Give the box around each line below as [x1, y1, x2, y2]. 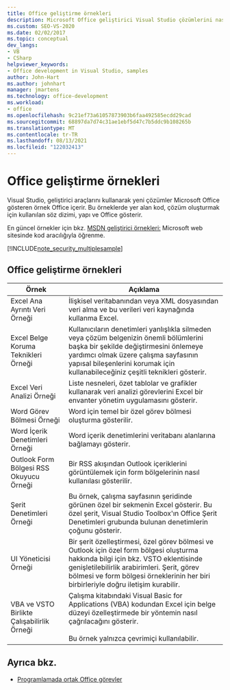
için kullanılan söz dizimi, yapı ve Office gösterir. [7, 210, 143, 219]
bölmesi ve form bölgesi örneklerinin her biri [68, 571, 211, 580]
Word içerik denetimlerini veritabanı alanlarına [68, 430, 216, 440]
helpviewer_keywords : [7, 61, 69, 68]
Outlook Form [10, 454, 55, 464]
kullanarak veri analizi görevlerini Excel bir [68, 386, 203, 396]
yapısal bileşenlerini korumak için [68, 358, 175, 368]
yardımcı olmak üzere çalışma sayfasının [68, 350, 199, 360]
